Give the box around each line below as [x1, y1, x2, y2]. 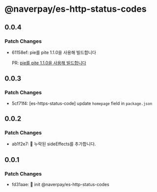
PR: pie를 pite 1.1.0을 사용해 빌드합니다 [11, 60, 86, 66]
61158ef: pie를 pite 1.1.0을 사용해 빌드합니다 [11, 49, 97, 55]
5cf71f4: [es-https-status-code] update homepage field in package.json [11, 100, 153, 106]
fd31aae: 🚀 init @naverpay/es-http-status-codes [11, 181, 109, 187]
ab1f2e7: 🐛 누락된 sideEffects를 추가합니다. [11, 141, 96, 147]
